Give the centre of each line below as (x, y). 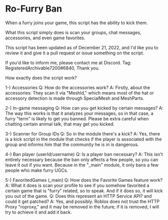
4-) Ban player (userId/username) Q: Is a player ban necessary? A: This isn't (84, 154)
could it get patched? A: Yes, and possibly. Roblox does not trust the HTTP (82, 201)
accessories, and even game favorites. (45, 38)
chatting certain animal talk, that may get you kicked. (60, 124)
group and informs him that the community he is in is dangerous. (72, 144)
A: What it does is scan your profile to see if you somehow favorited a (77, 185)
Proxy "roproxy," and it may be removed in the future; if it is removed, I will (82, 206)
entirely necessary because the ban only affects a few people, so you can (82, 160)
